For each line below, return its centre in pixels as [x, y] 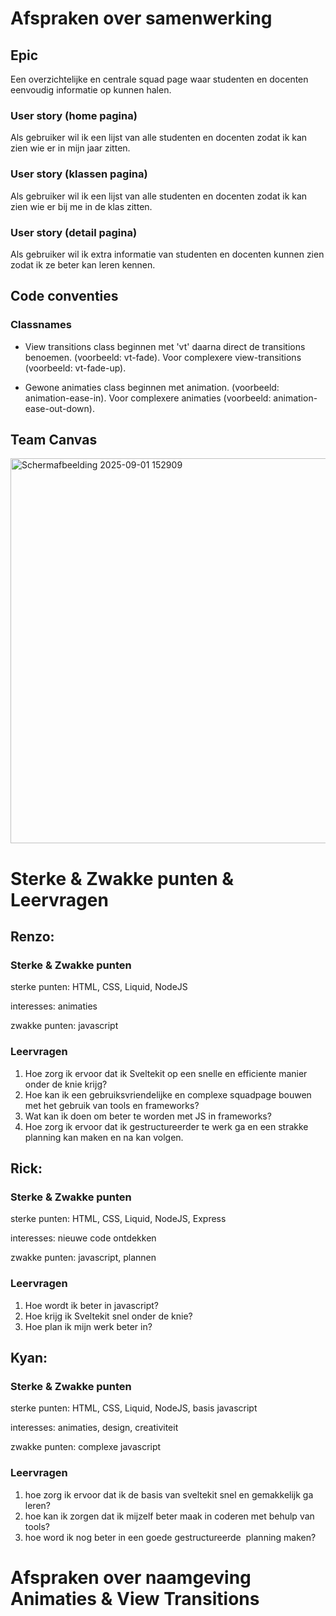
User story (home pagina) [74, 115]
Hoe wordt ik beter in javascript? [91, 1305]
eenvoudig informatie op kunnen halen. [91, 90]
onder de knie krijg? [66, 1084]
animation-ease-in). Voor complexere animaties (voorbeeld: [148, 398]
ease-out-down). [59, 408]
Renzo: [32, 936]
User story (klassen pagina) [79, 174]
